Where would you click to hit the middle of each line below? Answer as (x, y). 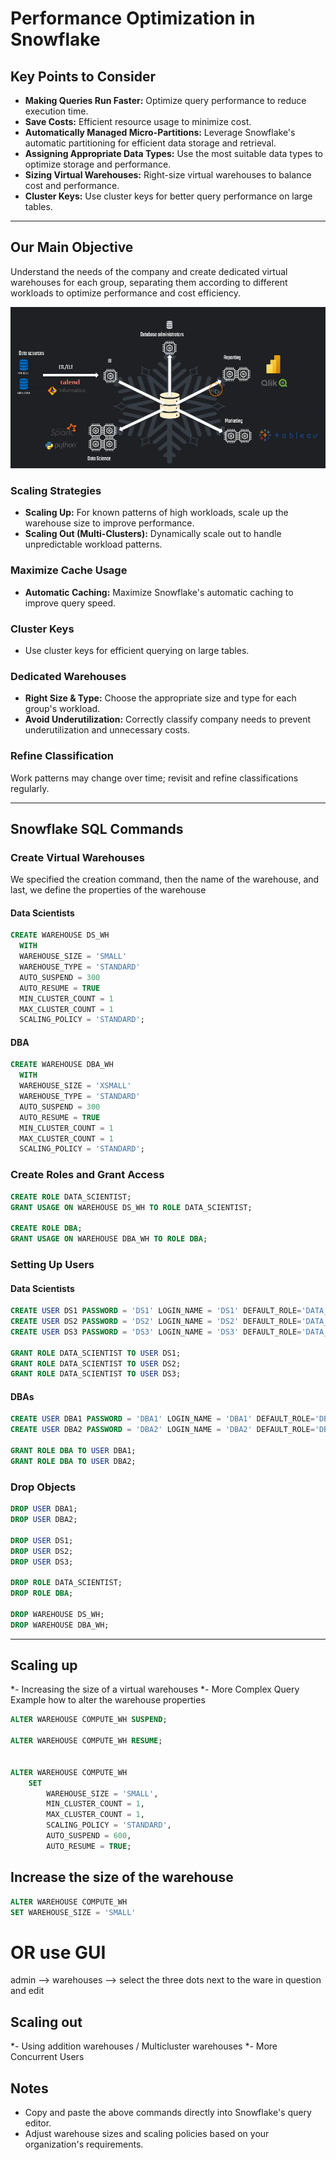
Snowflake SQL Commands (97, 828)
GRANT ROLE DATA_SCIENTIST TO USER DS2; (96, 1363)
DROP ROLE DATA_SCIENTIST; (66, 1583)
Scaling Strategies (56, 490)
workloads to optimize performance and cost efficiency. (125, 293)
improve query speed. (70, 603)
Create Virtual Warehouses (77, 857)
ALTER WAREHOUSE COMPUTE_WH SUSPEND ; (89, 1720)
